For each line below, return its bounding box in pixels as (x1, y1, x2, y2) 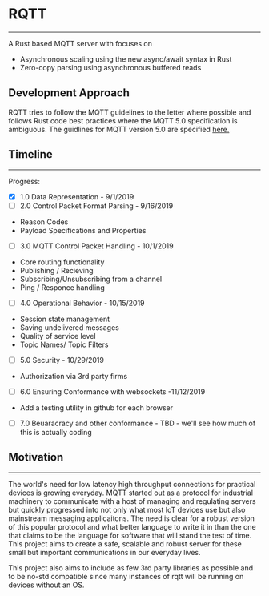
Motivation (8, 450, 64, 465)
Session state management (19, 314, 110, 324)
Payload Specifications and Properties (19, 225, 147, 235)
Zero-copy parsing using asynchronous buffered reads (19, 62, 202, 72)
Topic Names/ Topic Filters (19, 340, 109, 349)
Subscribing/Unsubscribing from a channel (19, 274, 163, 284)
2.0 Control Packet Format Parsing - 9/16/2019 (19, 201, 174, 211)
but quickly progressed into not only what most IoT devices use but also (8, 505, 246, 514)
